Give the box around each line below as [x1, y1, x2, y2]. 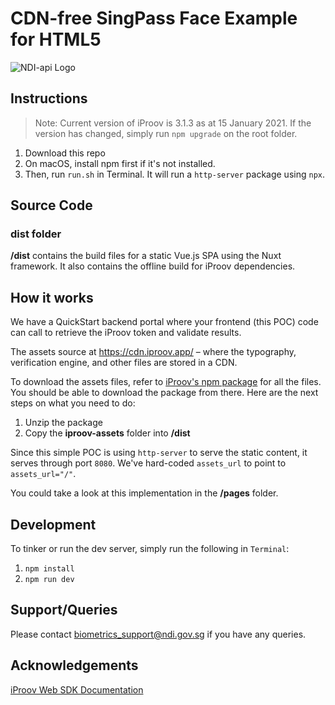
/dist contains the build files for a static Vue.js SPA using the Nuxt [10, 250, 282, 262]
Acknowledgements [10, 657, 139, 674]
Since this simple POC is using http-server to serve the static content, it [10, 447, 308, 459]
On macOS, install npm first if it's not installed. [24, 157, 216, 169]
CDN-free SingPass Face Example [10, 7, 298, 30]
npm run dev [24, 575, 75, 585]
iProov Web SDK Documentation [10, 683, 144, 696]
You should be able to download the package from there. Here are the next [10, 387, 319, 399]
